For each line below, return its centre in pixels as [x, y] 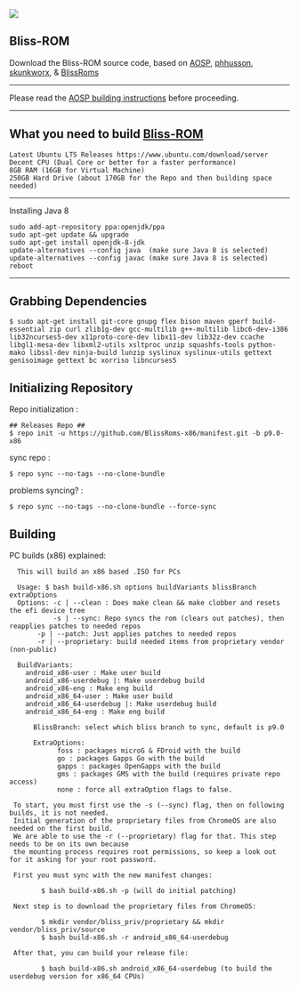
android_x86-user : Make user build [93, 673]
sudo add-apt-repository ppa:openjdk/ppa [87, 227]
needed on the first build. [61, 829]
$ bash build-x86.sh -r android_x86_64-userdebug [135, 938]
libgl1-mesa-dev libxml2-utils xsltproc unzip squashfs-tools [127, 345]
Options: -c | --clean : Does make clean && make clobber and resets [149, 603]
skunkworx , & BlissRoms [54, 72]
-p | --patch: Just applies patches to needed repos [137, 634]
